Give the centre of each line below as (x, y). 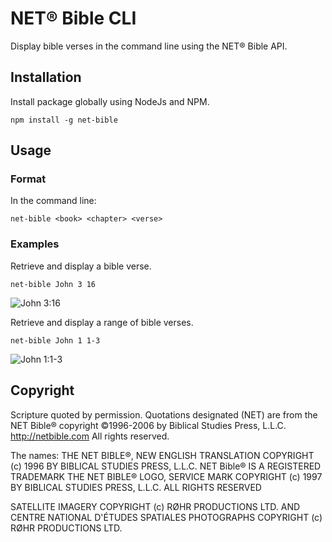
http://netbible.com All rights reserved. (90, 436)
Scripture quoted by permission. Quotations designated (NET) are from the (164, 414)
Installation (46, 77)
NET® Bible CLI (73, 18)
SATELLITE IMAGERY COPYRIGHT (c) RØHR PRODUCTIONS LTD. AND (155, 506)
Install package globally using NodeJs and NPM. (110, 101)
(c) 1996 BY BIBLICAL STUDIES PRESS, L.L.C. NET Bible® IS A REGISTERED (166, 466)
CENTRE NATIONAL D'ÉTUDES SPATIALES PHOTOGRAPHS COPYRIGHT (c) (166, 517)
